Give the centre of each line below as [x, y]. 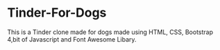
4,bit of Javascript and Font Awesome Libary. [72, 39]
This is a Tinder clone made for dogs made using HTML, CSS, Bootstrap [110, 32]
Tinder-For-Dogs [57, 13]
